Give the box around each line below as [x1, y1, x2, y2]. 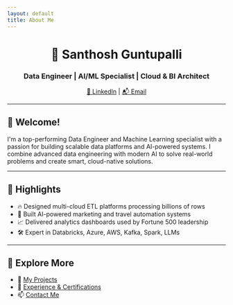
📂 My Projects [17, 275, 58, 284]
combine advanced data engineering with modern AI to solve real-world [7, 150, 213, 158]
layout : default [7, 10, 54, 17]
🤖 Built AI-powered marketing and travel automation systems [17, 209, 191, 218]
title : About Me [7, 17, 54, 24]
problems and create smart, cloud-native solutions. [7, 157, 154, 165]
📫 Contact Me [17, 290, 60, 299]
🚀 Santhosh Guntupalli [51, 46, 182, 62]
